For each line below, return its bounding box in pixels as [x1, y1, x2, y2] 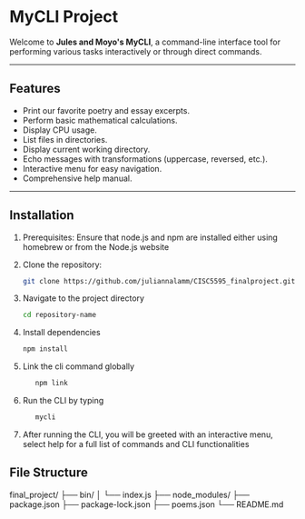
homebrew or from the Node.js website [22, 241, 170, 252]
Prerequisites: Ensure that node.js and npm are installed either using [22, 232, 279, 243]
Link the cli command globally [22, 361, 134, 372]
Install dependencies [22, 327, 102, 338]
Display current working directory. [22, 144, 151, 155]
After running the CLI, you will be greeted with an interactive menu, [22, 429, 274, 440]
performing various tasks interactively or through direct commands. [9, 45, 262, 56]
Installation [9, 207, 74, 224]
